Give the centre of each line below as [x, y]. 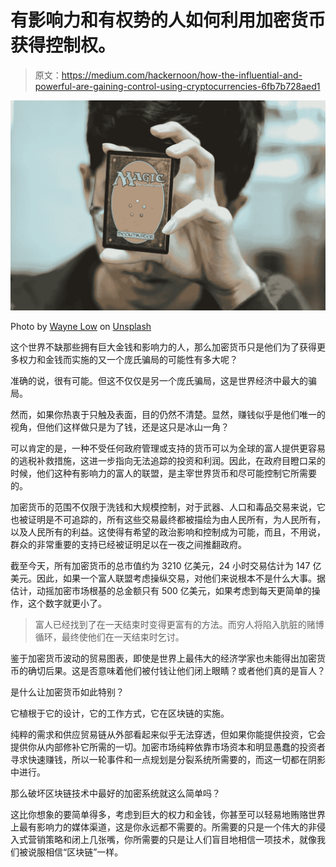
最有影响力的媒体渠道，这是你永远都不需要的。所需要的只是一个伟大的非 [167, 827]
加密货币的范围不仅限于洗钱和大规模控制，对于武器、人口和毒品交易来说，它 [168, 507]
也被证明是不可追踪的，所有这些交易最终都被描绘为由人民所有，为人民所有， [168, 519]
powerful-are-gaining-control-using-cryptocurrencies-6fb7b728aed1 [177, 86]
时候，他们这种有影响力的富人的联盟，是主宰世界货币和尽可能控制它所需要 [163, 473]
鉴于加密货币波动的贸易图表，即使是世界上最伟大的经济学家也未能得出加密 [163, 658]
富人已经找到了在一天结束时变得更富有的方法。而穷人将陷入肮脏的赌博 [179, 624]
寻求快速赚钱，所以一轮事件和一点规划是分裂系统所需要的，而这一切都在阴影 [168, 759]
